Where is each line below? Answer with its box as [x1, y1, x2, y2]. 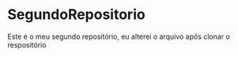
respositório [7, 40, 47, 49]
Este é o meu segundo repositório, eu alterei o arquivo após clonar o [7, 32, 231, 41]
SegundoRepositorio [7, 6, 145, 24]
